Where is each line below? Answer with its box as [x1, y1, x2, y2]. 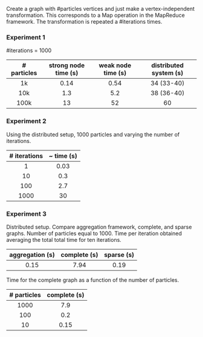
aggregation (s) [9, 250, 56, 259]
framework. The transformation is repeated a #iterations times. [6, 18, 163, 25]
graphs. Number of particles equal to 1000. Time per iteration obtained [6, 230, 182, 237]
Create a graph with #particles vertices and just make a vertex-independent [6, 5, 195, 12]
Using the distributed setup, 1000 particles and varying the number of [6, 130, 180, 138]
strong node [48, 61, 85, 70]
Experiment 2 [6, 117, 47, 125]
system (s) [152, 69, 184, 78]
